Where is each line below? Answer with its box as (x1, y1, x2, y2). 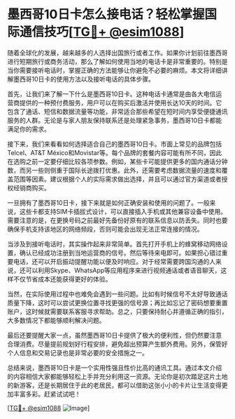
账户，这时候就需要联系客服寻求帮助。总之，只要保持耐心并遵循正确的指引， (7, 307, 228, 316)
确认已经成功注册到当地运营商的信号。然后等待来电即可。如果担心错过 (19, 248, 222, 257)
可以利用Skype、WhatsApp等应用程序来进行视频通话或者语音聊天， (25, 266, 221, 274)
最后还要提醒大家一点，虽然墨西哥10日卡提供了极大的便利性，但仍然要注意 (7, 331, 222, 339)
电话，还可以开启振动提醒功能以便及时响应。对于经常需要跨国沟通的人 (13, 257, 215, 265)
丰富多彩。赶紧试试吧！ (13, 390, 81, 398)
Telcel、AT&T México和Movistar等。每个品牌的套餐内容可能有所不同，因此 (7, 148, 222, 157)
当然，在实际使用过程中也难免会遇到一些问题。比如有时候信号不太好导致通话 (7, 289, 228, 298)
